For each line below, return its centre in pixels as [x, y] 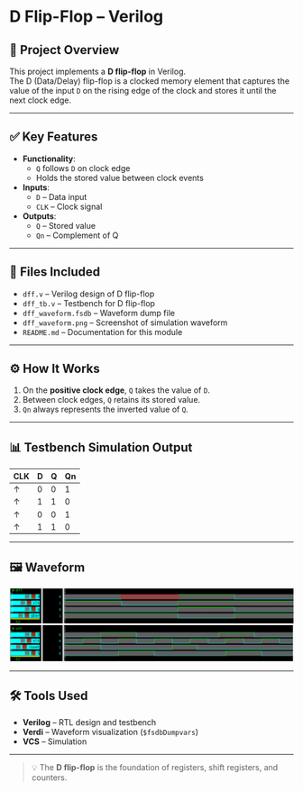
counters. [49, 777]
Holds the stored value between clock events [120, 177]
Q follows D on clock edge [83, 168]
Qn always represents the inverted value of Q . [106, 409]
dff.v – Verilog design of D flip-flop [88, 294]
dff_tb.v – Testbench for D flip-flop [89, 303]
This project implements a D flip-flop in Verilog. [98, 71]
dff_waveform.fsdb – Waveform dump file [99, 313]
